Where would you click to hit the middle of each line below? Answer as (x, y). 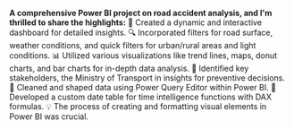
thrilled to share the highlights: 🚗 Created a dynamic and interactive (135, 22)
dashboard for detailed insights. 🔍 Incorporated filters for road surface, (141, 32)
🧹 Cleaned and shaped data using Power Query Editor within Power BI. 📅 (143, 87)
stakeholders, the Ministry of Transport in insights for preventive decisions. (147, 78)
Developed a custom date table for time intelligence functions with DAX (141, 97)
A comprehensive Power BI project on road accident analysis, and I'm (141, 13)
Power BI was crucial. (49, 116)
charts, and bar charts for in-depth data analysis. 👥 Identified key (129, 68)
